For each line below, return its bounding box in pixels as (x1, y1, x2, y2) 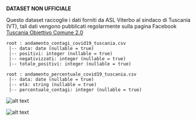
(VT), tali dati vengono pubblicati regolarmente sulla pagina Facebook (6, 23, 177, 30)
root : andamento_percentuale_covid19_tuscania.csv (6, 71, 137, 77)
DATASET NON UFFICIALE (6, 5, 71, 12)
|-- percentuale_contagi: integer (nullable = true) (8, 87, 143, 93)
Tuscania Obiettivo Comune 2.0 (6, 29, 84, 36)
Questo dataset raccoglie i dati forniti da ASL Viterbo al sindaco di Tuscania (6, 17, 191, 23)
